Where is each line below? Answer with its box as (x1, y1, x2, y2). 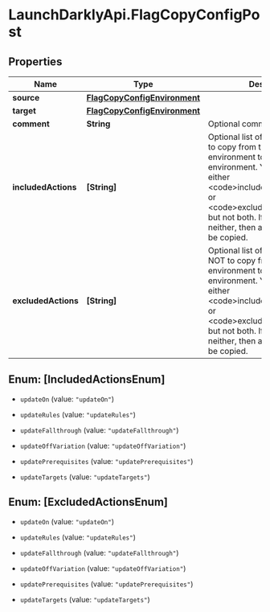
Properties (8, 55, 63, 68)
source (12, 92, 40, 103)
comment (12, 118, 50, 129)
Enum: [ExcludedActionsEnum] (8, 495, 169, 509)
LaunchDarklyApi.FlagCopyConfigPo (8, 6, 260, 24)
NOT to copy (207, 255, 256, 266)
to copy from (207, 142, 257, 152)
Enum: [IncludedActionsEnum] (8, 372, 166, 387)
